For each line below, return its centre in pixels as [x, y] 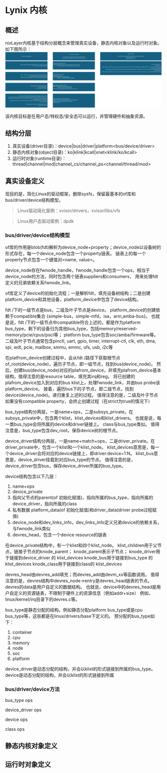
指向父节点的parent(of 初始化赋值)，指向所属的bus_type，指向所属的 [83, 497]
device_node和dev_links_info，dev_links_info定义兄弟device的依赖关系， [87, 522]
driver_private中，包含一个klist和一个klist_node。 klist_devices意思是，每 [80, 447]
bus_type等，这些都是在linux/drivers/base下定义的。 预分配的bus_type [78, 616]
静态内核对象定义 [31, 746]
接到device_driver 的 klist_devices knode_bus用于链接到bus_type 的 [83, 557]
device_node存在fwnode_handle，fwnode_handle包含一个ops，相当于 [78, 270]
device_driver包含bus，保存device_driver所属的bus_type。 [65, 465]
